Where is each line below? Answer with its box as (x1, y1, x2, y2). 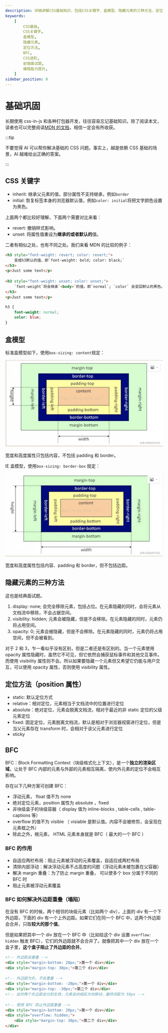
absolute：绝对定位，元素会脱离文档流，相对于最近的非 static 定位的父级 (12, 707, 162, 713)
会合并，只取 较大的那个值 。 (5, 921, 62, 927)
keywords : (5, 13, 26, 19)
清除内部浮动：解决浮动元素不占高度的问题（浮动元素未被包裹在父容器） (12, 864, 161, 870)
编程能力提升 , (23, 66, 48, 71)
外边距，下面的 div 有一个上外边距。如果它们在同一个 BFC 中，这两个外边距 (5, 915, 161, 921)
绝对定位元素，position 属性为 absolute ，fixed (12, 800, 109, 806)
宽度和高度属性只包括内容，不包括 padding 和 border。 (5, 452, 118, 458)
